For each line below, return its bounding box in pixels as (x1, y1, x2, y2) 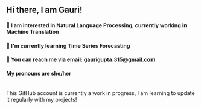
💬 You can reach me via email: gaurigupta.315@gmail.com (6, 56, 156, 63)
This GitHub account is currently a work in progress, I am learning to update (6, 90, 195, 97)
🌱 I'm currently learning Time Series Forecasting (6, 42, 130, 49)
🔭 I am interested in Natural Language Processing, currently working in (6, 21, 187, 29)
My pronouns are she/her (6, 70, 71, 77)
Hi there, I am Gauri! (6, 5, 83, 15)
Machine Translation (6, 28, 59, 35)
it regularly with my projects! (6, 96, 77, 104)
